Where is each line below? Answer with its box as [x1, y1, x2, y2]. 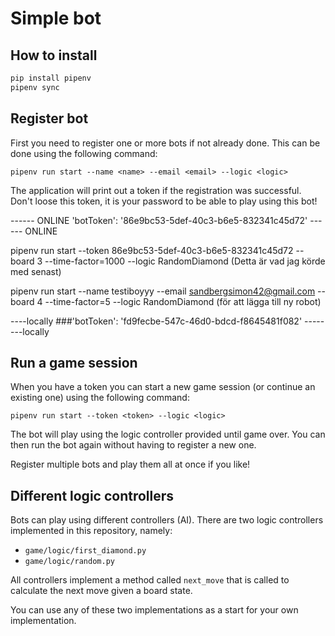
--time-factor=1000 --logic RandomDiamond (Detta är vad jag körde [44, 255, 326, 267]
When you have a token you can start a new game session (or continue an [10, 381, 316, 393]
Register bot [10, 110, 89, 127]
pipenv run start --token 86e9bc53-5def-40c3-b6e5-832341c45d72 [10, 244, 294, 256]
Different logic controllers [10, 487, 175, 504]
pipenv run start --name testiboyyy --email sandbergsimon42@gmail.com [10, 285, 316, 297]
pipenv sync [10, 82, 60, 92]
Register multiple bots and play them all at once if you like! [10, 458, 251, 471]
